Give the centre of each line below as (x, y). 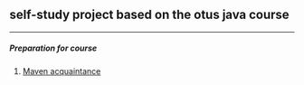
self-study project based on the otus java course (149, 15)
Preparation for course (53, 48)
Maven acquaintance (62, 71)
